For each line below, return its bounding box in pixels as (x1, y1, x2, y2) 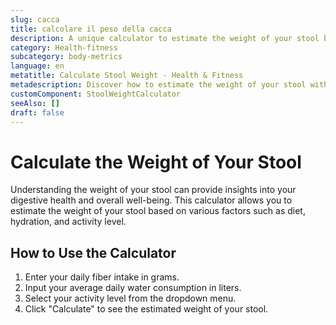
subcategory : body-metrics (10, 52, 123, 62)
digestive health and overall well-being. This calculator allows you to (10, 194, 293, 206)
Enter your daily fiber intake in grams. (24, 271, 180, 283)
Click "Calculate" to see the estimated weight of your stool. (24, 303, 269, 315)
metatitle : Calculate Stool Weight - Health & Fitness (10, 71, 244, 81)
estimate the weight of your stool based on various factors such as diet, (10, 205, 306, 217)
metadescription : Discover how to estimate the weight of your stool (10, 80, 307, 90)
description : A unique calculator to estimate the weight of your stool (10, 33, 320, 43)
